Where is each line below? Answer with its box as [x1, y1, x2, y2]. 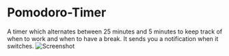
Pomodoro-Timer [7, 5, 107, 20]
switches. [7, 42, 34, 50]
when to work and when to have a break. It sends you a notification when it [7, 34, 219, 42]
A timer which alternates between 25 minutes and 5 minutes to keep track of [7, 27, 223, 36]
